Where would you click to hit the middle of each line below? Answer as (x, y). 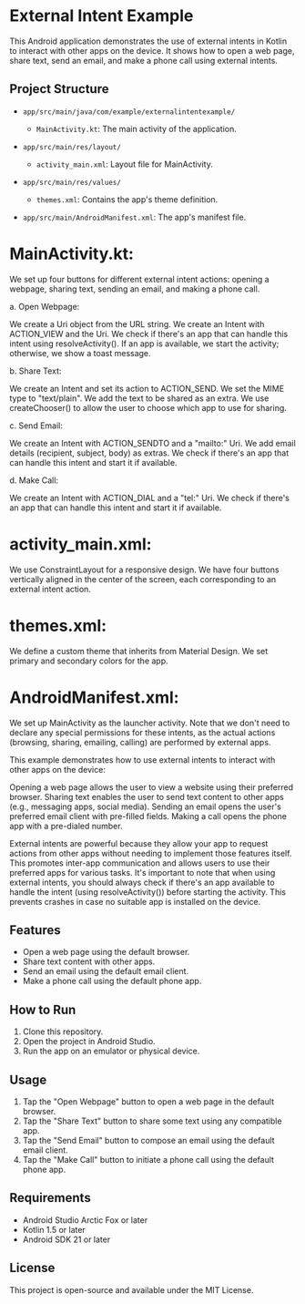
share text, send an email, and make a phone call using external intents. (143, 60)
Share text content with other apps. (89, 961)
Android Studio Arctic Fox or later (85, 1220)
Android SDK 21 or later (66, 1239)
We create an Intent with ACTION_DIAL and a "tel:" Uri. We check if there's (149, 498)
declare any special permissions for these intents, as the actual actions (142, 732)
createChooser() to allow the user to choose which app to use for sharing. (148, 407)
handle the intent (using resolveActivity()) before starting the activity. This (148, 892)
